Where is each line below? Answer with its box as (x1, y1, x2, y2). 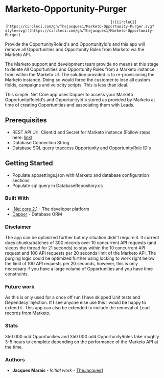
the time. (5, 344, 23, 350)
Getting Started (5, 159, 53, 167)
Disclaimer (5, 223, 31, 230)
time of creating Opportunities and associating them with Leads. (5, 102, 135, 108)
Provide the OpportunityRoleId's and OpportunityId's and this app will (5, 41, 145, 47)
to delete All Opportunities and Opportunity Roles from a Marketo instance (5, 66, 155, 72)
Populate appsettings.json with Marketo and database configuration (12, 172, 149, 178)
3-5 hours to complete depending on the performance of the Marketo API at (5, 339, 158, 345)
